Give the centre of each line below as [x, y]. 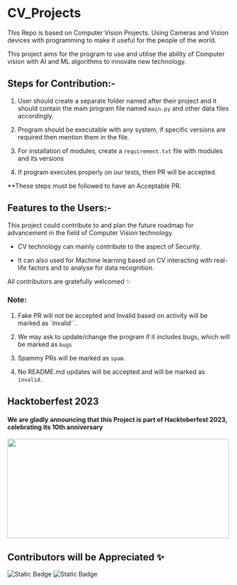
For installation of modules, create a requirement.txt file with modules [120, 151]
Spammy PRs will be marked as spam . [71, 358]
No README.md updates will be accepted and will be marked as [111, 371]
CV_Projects [44, 13]
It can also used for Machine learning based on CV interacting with [115, 260]
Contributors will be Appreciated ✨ [86, 557]
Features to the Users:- [59, 208]
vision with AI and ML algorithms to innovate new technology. [97, 61]
